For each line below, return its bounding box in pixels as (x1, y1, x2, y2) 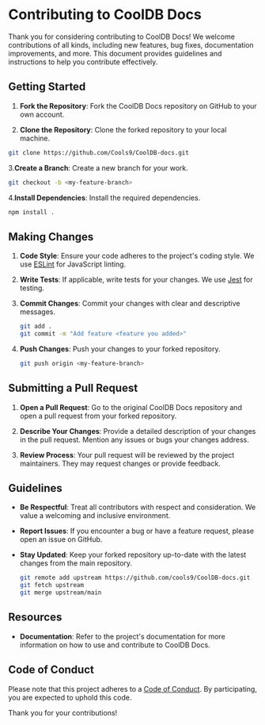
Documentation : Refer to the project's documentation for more (19, 631, 225, 641)
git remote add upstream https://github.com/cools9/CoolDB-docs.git (19, 573, 251, 582)
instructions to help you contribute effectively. (8, 57, 158, 67)
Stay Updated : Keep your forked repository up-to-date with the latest (19, 550, 247, 560)
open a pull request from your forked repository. (19, 411, 177, 420)
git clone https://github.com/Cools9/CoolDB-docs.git (8, 148, 190, 156)
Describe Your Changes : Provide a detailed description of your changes (19, 426, 256, 435)
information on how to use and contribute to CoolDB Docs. (19, 640, 211, 650)
